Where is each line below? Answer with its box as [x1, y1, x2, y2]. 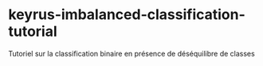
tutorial [8, 22, 57, 41]
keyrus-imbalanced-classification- [8, 6, 245, 24]
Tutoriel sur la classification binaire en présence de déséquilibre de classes [8, 49, 255, 58]
